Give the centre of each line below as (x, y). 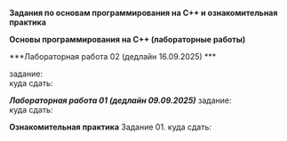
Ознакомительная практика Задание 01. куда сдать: (110, 127)
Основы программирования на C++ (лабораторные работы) (128, 39)
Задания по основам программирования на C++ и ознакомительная (143, 13)
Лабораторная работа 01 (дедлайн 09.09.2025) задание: (120, 100)
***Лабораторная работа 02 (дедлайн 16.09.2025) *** (113, 56)
